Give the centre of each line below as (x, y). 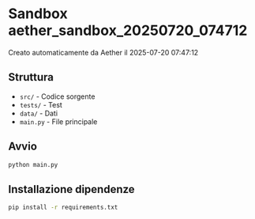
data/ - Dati (38, 113)
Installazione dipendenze (72, 189)
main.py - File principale (58, 121)
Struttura (31, 77)
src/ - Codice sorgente (57, 96)
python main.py (33, 164)
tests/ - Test (41, 104)
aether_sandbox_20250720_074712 (128, 30)
